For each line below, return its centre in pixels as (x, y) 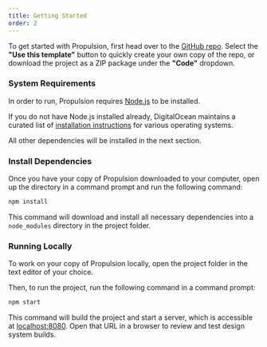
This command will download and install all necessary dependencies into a (131, 217)
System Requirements (52, 83)
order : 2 (23, 23)
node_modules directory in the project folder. (80, 225)
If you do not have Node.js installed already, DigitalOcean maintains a (122, 116)
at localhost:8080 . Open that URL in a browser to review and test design (127, 326)
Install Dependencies (50, 161)
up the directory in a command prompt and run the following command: (126, 187)
